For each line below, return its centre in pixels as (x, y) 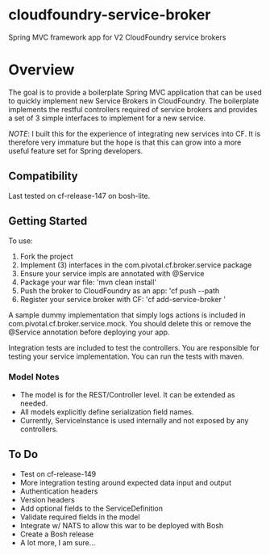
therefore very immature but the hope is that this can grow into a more (125, 142)
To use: (21, 241)
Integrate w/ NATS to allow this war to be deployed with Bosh (122, 525)
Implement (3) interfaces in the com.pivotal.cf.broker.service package (136, 265)
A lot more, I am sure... (58, 542)
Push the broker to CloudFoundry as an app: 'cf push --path (120, 290)
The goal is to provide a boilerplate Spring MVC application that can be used (135, 92)
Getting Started (48, 221)
